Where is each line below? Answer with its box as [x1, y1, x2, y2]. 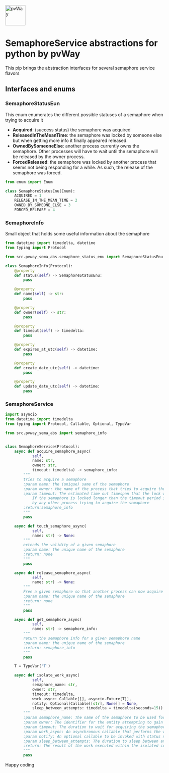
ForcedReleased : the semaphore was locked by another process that [12, 159, 157, 165]
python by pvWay [5, 48, 80, 60]
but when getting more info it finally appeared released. [12, 137, 128, 143]
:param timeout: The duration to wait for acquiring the [23, 724, 145, 730]
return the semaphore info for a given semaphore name [23, 636, 141, 641]
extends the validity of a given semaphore [23, 543, 116, 548]
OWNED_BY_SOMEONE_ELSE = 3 [14, 203, 71, 208]
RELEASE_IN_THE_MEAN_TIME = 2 [14, 198, 78, 203]
